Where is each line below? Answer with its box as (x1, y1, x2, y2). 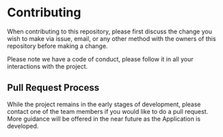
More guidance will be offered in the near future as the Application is (7, 115, 200, 123)
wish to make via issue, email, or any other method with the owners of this (7, 34, 217, 42)
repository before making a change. (7, 42, 108, 50)
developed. (7, 121, 39, 130)
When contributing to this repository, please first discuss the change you (7, 27, 212, 35)
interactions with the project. (7, 62, 88, 70)
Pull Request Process (7, 82, 100, 93)
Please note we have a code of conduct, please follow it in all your (7, 55, 194, 63)
